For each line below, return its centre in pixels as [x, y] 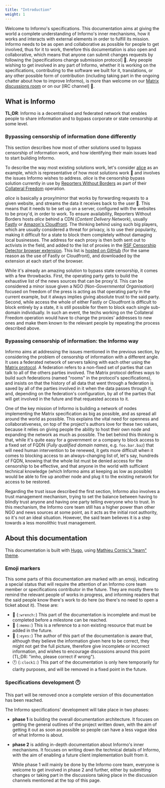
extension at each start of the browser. [44, 261]
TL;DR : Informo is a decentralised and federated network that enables [76, 113]
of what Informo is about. [38, 735]
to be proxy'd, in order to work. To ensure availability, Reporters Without [78, 214]
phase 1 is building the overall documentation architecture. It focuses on [85, 719]
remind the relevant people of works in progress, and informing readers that [82, 595]
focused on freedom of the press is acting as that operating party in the [78, 291]
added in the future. [32, 631]
